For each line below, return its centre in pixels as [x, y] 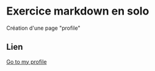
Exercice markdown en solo [78, 11]
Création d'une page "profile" [43, 28]
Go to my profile [27, 61]
